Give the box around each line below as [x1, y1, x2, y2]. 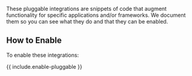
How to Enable [6, 36, 62, 46]
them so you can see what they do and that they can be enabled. [6, 18, 168, 25]
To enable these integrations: [6, 51, 79, 59]
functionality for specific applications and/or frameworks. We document [6, 11, 186, 19]
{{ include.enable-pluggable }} [6, 63, 83, 70]
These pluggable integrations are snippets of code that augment [6, 5, 167, 12]
